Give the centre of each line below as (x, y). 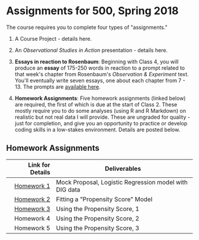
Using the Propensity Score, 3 (98, 228)
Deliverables (123, 168)
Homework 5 (32, 228)
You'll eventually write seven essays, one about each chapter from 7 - (100, 80)
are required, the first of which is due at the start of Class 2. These (96, 104)
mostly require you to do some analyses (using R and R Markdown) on (100, 111)
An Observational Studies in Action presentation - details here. (91, 50)
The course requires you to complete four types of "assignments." (87, 27)
